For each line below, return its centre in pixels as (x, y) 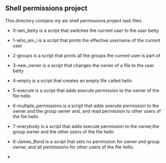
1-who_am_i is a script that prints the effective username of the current (86, 40)
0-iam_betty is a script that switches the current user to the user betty (86, 30)
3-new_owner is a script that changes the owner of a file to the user (83, 65)
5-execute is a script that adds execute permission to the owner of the (86, 90)
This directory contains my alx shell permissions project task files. (74, 20)
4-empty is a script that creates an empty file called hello (72, 80)
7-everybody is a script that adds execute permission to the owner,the (86, 126)
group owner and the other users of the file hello (63, 132)
